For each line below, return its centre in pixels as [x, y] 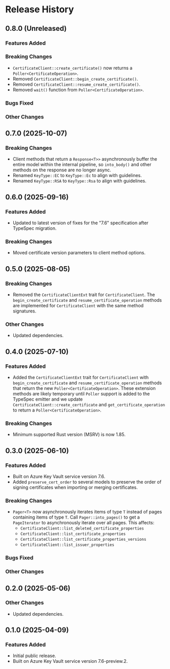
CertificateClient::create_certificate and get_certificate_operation [89, 404]
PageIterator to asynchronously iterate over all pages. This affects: [83, 523]
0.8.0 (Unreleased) [36, 28]
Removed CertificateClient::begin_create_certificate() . [75, 78]
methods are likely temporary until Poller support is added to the [81, 393]
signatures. [25, 311]
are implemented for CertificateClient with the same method [78, 306]
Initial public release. [34, 656]
